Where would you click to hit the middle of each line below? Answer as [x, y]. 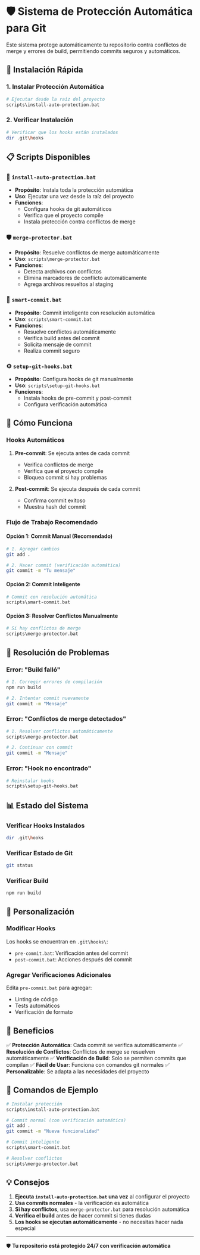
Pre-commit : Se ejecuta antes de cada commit [72, 453]
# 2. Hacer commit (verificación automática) [63, 565]
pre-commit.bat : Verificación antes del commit [71, 953]
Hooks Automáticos [35, 440]
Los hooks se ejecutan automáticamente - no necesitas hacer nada [99, 1222]
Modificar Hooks [31, 929]
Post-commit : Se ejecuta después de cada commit [77, 488]
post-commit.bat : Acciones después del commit [73, 959]
